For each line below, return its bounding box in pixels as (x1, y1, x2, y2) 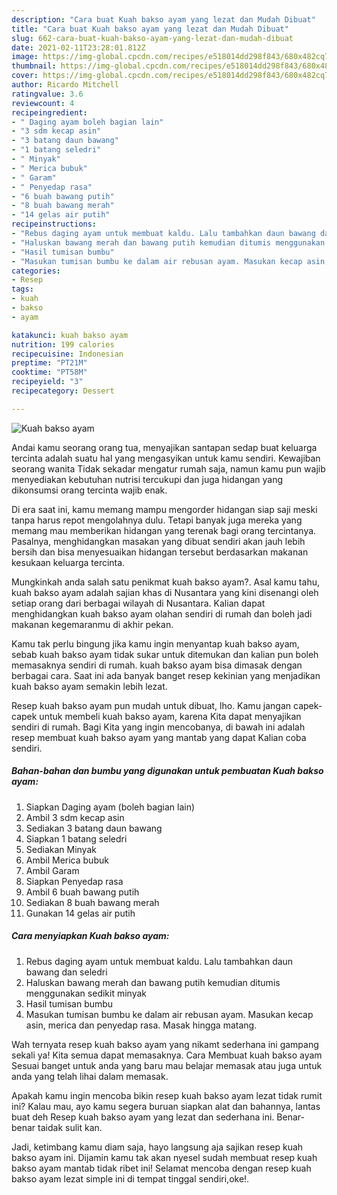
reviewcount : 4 (11, 98, 75, 108)
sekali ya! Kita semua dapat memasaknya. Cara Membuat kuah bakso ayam (11, 1049, 323, 1061)
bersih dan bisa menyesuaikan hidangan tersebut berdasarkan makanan (11, 546, 309, 558)
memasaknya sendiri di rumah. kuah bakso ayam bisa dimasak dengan (11, 659, 303, 671)
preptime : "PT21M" (11, 358, 88, 368)
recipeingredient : (11, 107, 88, 118)
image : (11, 52, 39, 62)
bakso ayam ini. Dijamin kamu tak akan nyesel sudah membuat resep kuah (11, 1151, 318, 1163)
